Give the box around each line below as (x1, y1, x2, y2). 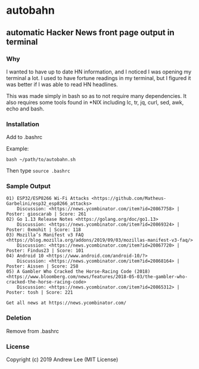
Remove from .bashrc (6, 327, 60, 334)
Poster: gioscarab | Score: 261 (6, 211, 86, 217)
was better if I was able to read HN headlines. (6, 81, 118, 88)
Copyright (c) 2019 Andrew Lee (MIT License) (6, 356, 119, 363)
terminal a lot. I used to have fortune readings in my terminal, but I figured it (6, 74, 191, 81)
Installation (6, 120, 40, 128)
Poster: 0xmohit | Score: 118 (6, 227, 82, 233)
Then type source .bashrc (6, 167, 70, 174)
